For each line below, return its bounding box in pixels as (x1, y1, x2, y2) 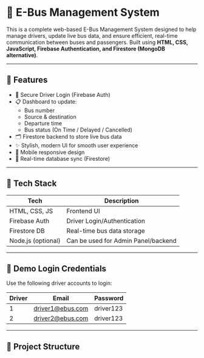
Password (93, 294, 124, 303)
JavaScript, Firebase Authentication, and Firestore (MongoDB (6, 45, 166, 52)
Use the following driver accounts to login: (6, 279, 112, 287)
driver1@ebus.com (33, 304, 89, 313)
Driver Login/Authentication (66, 216, 146, 225)
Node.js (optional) (9, 236, 61, 245)
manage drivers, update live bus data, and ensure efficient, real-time (6, 32, 178, 39)
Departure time (24, 119, 63, 127)
